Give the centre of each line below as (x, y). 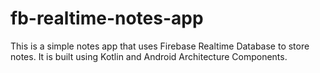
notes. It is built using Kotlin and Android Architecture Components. (149, 56)
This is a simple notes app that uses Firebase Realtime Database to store (160, 46)
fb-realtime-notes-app (107, 18)
